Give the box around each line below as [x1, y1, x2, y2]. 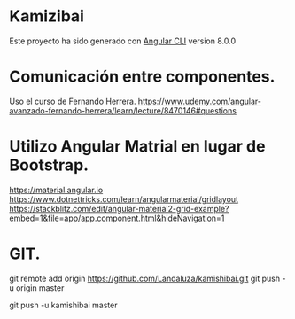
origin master [16, 282, 65, 293]
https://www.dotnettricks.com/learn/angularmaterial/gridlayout [9, 193, 239, 205]
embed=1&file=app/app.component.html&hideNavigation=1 [9, 213, 225, 223]
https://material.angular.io [9, 184, 104, 195]
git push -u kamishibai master [9, 300, 118, 310]
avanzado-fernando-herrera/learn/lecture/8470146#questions [9, 105, 237, 116]
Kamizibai [9, 6, 84, 27]
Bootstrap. [9, 155, 89, 175]
